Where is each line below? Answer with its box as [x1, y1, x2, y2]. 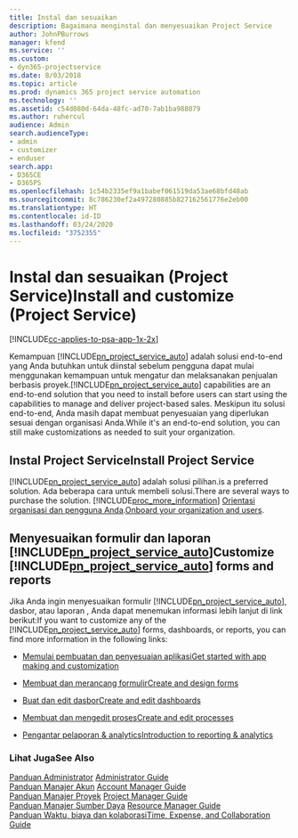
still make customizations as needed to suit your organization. [9, 427, 236, 437]
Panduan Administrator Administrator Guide [9, 772, 169, 783]
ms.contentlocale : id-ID [9, 211, 101, 221]
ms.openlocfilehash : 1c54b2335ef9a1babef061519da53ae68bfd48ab [9, 187, 249, 196]
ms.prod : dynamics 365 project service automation [9, 87, 201, 96]
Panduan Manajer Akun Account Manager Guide [9, 781, 187, 793]
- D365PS [9, 179, 42, 188]
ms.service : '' [9, 46, 66, 55]
